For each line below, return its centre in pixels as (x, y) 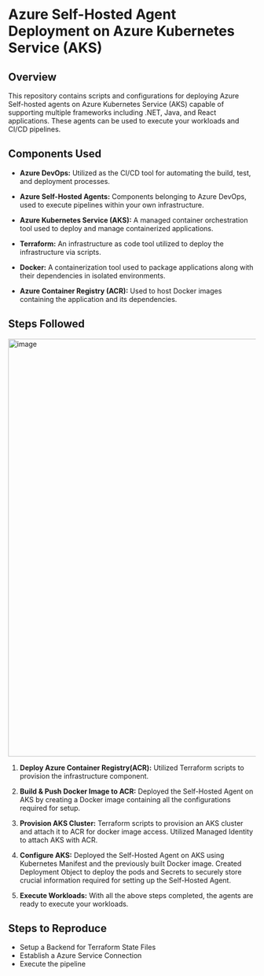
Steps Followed (46, 324)
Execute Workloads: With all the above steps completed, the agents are (136, 895)
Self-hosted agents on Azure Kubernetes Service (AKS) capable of (116, 104)
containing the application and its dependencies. (98, 299)
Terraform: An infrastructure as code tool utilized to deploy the (121, 243)
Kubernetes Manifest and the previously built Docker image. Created (130, 864)
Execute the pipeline (53, 964)
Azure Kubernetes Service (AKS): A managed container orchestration (134, 220)
